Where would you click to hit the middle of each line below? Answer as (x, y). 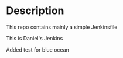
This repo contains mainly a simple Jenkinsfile (62, 27)
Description (35, 11)
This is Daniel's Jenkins (35, 38)
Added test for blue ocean (37, 50)
